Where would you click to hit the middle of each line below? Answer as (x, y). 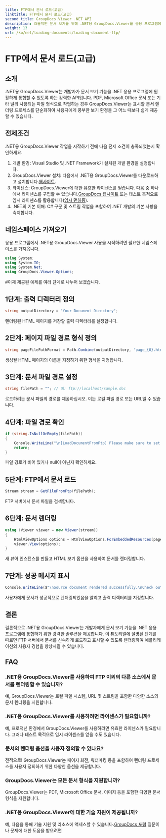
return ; (22, 447)
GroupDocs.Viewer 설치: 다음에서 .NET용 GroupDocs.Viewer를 (75, 175)
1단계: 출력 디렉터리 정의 (40, 299)
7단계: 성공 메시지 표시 (38, 576)
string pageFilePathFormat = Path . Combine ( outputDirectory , (68, 350)
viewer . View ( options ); (37, 544)
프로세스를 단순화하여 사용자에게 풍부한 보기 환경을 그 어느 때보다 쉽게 (82, 110)
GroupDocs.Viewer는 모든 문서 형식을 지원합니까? (62, 780)
